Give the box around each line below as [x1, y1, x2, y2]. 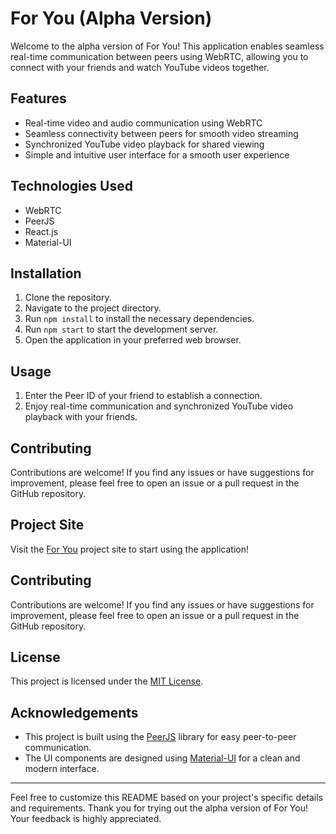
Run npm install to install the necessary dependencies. [24, 313, 255, 325]
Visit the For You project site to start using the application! [10, 543, 250, 555]
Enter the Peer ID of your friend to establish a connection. [24, 390, 263, 402]
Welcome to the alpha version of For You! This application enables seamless [10, 40, 325, 52]
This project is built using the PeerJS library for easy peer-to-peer [24, 731, 297, 743]
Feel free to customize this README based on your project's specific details [10, 792, 323, 804]
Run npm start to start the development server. [24, 323, 219, 336]
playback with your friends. [24, 411, 138, 423]
